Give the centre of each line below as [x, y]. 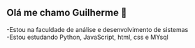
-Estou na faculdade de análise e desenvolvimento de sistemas [97, 29]
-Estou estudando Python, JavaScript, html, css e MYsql [87, 37]
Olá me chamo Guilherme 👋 [67, 13]
